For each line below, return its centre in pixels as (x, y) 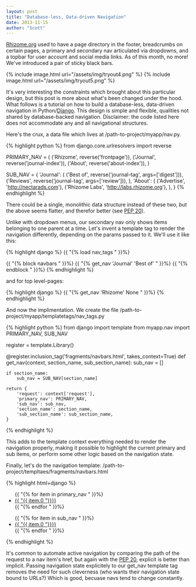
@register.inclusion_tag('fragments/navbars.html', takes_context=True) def (96, 356)
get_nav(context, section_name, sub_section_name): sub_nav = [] (85, 363)
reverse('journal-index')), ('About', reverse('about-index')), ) (78, 163)
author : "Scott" (26, 28)
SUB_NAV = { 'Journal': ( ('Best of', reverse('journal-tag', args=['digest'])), (95, 175)
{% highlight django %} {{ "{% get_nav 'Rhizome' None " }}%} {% (85, 293)
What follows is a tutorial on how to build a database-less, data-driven (90, 104)
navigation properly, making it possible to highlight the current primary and (96, 448)
